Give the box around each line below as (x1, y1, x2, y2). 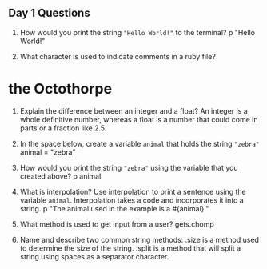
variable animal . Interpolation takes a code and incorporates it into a (19, 195, 244, 205)
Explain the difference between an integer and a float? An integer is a (19, 106, 248, 115)
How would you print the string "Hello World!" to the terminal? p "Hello (19, 27, 256, 37)
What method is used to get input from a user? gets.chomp (19, 219, 214, 229)
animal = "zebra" (19, 147, 76, 157)
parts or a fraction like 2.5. (19, 123, 107, 133)
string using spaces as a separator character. (19, 251, 169, 261)
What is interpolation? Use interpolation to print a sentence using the (19, 187, 246, 196)
